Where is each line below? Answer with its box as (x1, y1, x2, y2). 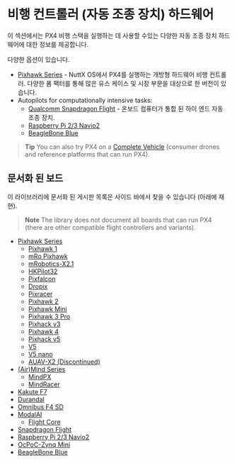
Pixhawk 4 (28, 327, 59, 335)
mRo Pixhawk (28, 252, 69, 260)
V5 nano (28, 350, 53, 358)
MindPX (28, 372, 52, 381)
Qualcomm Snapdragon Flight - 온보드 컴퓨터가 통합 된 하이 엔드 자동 (28, 104, 224, 113)
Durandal (17, 395, 45, 403)
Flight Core (28, 418, 61, 426)
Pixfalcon (28, 274, 56, 283)
